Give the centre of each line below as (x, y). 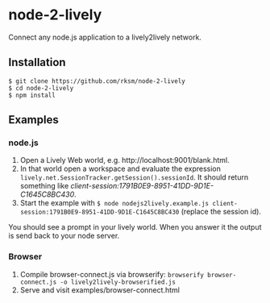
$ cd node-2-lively (41, 88)
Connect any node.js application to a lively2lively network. (105, 37)
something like (44, 186)
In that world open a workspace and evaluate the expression (120, 169)
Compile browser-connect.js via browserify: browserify (112, 274)
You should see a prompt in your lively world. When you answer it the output (135, 227)
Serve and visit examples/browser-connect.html (100, 290)
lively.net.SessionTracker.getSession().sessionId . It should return (134, 177)
